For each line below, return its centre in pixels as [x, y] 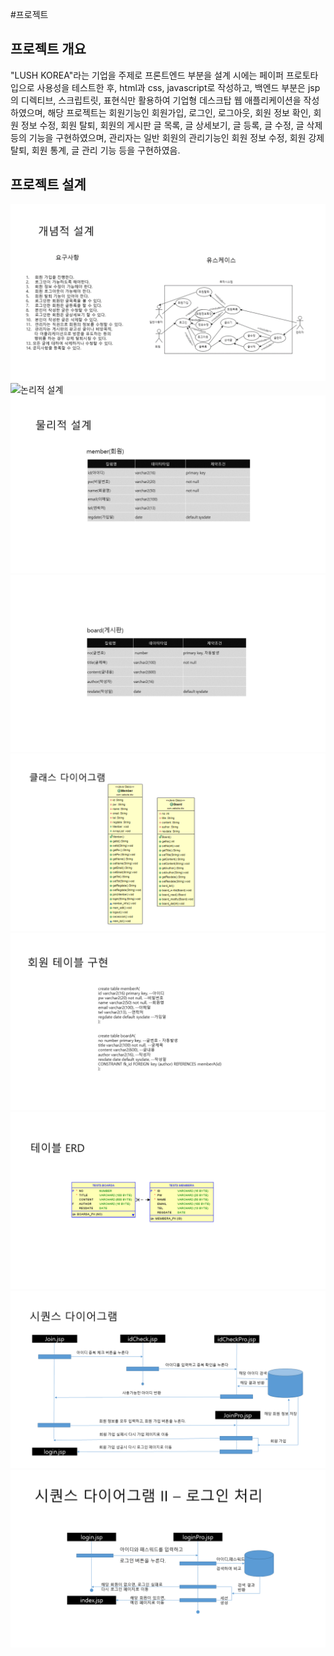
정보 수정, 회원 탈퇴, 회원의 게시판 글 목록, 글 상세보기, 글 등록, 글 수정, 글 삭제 [171, 125]
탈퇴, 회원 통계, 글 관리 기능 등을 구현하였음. [95, 150]
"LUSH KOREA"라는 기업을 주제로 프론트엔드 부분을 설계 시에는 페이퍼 [147, 75]
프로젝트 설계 [48, 184]
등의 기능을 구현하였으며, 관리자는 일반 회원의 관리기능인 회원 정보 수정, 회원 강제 [167, 137]
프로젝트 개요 [48, 49]
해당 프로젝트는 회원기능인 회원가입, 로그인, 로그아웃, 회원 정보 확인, [179, 112]
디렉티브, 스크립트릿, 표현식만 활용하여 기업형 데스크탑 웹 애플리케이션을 [161, 100]
